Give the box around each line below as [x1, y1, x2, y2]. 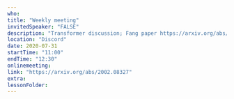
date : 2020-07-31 [7, 43, 58, 49]
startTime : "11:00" [7, 49, 64, 56]
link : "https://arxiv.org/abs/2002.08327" [7, 68, 132, 75]
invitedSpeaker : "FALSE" [7, 23, 79, 30]
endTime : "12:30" [7, 56, 58, 63]
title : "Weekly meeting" [7, 17, 79, 24]
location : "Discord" [7, 36, 68, 43]
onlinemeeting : [7, 62, 52, 69]
